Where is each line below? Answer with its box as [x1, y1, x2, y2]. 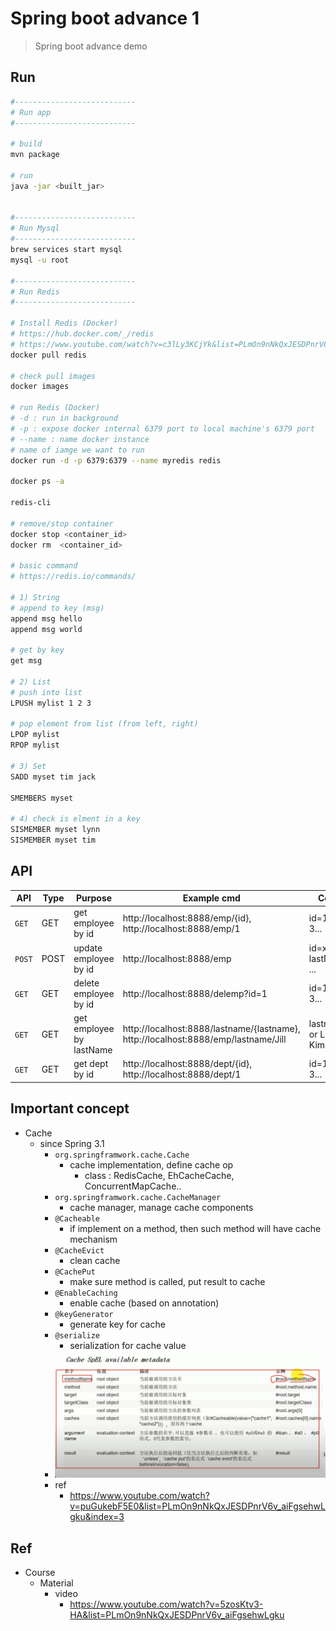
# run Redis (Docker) [10, 403, 101, 413]
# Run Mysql [10, 223, 60, 234]
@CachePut [54, 1267, 96, 1277]
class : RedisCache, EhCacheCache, [84, 1169, 235, 1181]
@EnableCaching [54, 1288, 118, 1298]
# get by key [10, 645, 65, 656]
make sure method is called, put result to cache [69, 1275, 266, 1287]
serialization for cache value [69, 1339, 187, 1351]
